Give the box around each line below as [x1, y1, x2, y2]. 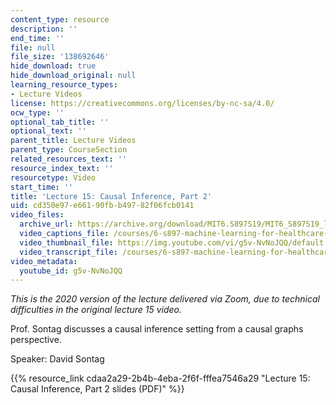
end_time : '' [10, 33, 65, 43]
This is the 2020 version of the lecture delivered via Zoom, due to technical [10, 293, 320, 305]
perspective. [10, 334, 62, 346]
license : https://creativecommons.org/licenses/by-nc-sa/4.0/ [10, 98, 275, 108]
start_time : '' [10, 182, 74, 192]
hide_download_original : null [10, 71, 137, 81]
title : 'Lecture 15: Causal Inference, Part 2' [10, 191, 213, 201]
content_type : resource [10, 14, 110, 25]
